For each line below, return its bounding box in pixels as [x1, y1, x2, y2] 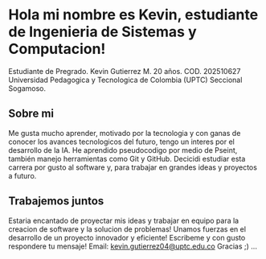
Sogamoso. [8, 83, 47, 93]
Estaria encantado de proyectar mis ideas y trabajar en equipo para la [8, 216, 239, 225]
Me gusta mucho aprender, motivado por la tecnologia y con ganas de [8, 128, 241, 138]
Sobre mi [8, 107, 55, 121]
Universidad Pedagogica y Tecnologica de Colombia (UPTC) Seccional [8, 75, 243, 84]
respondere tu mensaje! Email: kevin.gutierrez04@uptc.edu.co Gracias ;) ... [8, 241, 257, 251]
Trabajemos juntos [8, 195, 104, 208]
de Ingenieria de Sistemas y [8, 23, 197, 41]
